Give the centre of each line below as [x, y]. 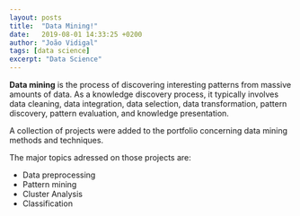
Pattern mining [49, 184]
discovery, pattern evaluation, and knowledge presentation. [119, 113]
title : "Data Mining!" [54, 26]
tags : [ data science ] [50, 51]
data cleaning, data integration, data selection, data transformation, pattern [148, 104]
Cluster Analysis [53, 194]
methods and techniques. [57, 140]
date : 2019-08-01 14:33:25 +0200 [76, 34]
